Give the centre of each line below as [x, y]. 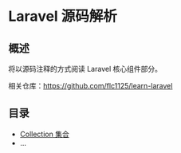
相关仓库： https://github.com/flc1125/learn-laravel [90, 86]
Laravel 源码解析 [63, 16]
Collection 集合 [44, 134]
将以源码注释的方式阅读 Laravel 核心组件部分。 [85, 69]
